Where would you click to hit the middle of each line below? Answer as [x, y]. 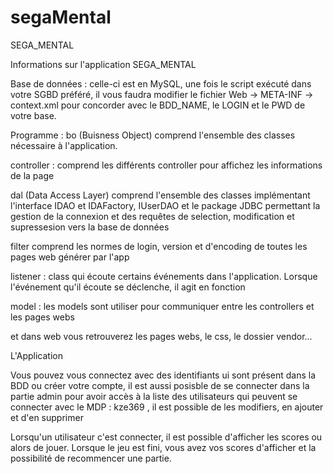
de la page [32, 175]
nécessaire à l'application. [64, 145]
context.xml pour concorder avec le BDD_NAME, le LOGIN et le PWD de [158, 105]
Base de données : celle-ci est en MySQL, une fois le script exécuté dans [161, 83]
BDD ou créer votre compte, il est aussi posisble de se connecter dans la [160, 385]
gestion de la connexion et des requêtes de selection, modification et [152, 216]
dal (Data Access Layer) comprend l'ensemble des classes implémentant [160, 195]
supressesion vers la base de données [90, 227]
